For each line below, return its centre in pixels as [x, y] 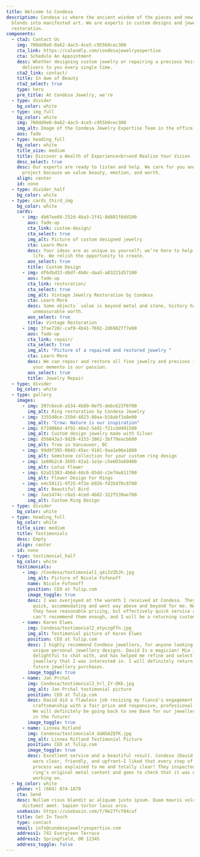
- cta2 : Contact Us [36, 39]
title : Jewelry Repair [56, 378]
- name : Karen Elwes [47, 623]
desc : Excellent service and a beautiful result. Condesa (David [110, 756]
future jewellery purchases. [69, 667]
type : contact [34, 822]
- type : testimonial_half [44, 556]
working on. [47, 778]
